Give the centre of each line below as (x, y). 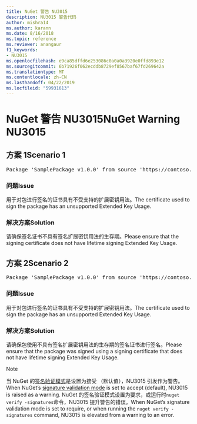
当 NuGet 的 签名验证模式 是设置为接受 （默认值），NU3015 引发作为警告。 (95, 381)
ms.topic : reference (31, 39)
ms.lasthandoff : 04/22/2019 (41, 83)
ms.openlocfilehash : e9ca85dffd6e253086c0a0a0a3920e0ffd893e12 (85, 61)
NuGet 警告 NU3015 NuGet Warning (93, 119)
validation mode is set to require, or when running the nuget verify (87, 408)
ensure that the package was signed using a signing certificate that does (94, 351)
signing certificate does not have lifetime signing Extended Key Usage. (92, 243)
